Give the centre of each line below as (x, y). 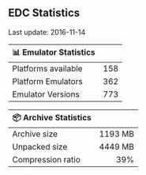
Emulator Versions (46, 94)
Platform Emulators (47, 81)
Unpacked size (40, 146)
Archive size (35, 134)
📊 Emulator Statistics (54, 52)
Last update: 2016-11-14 (47, 32)
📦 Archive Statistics (52, 117)
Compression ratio (46, 159)
